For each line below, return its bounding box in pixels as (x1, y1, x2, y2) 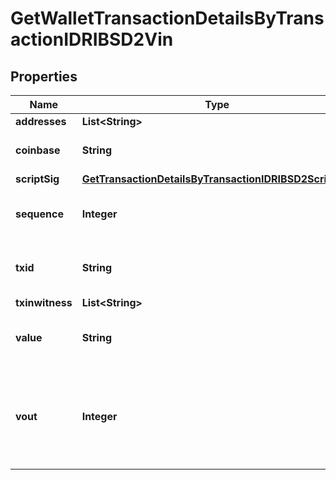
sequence (15, 207, 64, 221)
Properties (10, 68, 78, 85)
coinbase (15, 143, 61, 157)
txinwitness (15, 296, 73, 309)
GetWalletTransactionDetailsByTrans (10, 7, 325, 30)
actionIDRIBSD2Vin (10, 28, 174, 51)
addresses (15, 115, 67, 128)
